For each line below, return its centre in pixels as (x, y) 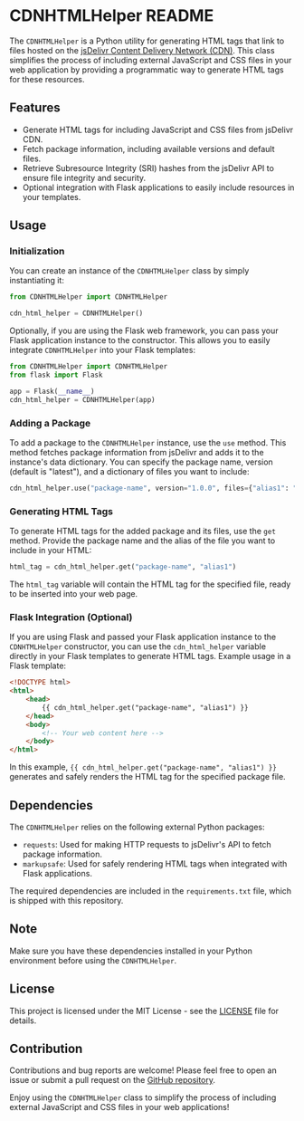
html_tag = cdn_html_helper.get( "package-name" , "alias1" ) (123, 567)
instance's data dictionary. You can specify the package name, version (141, 462)
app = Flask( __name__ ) (52, 391)
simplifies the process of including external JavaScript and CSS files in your (151, 60)
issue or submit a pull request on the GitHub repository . (112, 1080)
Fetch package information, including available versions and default (148, 149)
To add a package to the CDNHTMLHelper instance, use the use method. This (148, 442)
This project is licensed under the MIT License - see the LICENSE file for (144, 1011)
